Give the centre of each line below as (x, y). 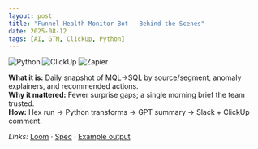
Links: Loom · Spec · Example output (70, 137)
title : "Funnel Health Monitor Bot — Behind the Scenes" (107, 24)
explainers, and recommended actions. (74, 86)
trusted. (21, 103)
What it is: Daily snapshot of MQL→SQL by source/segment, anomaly (125, 77)
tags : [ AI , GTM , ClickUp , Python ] (67, 39)
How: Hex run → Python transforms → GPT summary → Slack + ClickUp (129, 112)
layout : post (30, 16)
